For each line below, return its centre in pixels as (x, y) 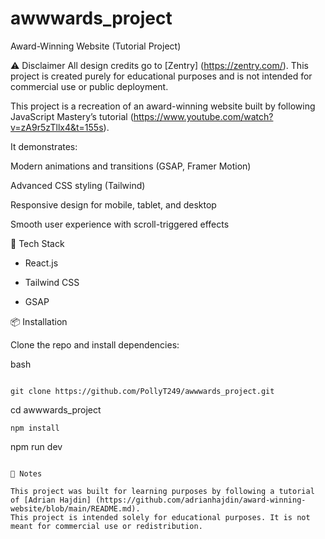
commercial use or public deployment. (89, 86)
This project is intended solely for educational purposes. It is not (160, 517)
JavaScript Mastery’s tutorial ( (72, 116)
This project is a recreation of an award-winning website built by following (163, 106)
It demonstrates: (44, 146)
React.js (41, 263)
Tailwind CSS (52, 282)
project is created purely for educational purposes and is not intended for (161, 76)
